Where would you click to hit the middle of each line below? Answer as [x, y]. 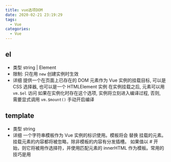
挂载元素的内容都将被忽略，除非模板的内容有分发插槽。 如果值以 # [82, 142]
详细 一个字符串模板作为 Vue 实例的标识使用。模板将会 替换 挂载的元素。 [89, 135]
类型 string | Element [34, 67]
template [20, 116]
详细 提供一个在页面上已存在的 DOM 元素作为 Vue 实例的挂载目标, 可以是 [89, 80]
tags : [11, 19]
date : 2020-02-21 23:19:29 [34, 15]
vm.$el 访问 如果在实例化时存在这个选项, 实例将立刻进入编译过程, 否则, [87, 93]
